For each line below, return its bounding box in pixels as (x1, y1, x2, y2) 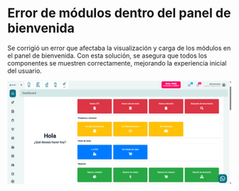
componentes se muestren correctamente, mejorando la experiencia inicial (7, 58, 227, 67)
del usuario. (7, 66, 43, 75)
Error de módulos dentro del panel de (7, 5, 231, 21)
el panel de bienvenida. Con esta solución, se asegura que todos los (7, 51, 208, 60)
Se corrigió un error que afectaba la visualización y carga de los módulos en (7, 43, 231, 52)
